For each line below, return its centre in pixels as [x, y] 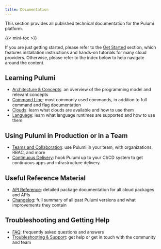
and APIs [21, 195]
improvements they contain [39, 205]
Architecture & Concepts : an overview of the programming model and [81, 90]
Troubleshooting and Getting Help [57, 220]
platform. [14, 28]
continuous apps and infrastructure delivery [56, 163]
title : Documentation [27, 9]
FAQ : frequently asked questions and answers [58, 232]
